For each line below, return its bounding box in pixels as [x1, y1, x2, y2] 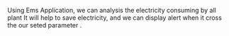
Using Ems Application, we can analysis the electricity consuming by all [7, 6, 216, 14]
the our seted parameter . [7, 21, 82, 29]
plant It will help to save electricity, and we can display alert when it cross [7, 13, 222, 22]
